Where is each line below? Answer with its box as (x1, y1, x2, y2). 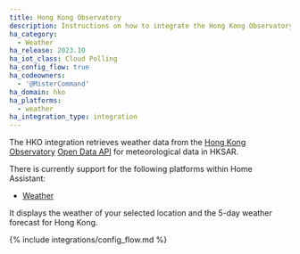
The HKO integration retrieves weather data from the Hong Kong (9, 137, 246, 148)
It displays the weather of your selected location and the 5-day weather (9, 208, 272, 218)
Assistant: (9, 173, 46, 184)
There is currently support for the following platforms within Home (9, 164, 253, 175)
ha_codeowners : (9, 71, 66, 80)
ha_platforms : (9, 95, 62, 105)
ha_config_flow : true (9, 63, 90, 72)
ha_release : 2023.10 (9, 46, 87, 55)
